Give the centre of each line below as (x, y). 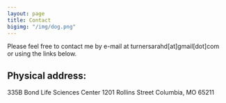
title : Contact (29, 20)
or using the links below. (42, 54)
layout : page (26, 14)
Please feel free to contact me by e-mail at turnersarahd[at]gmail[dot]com (113, 47)
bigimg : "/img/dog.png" (42, 26)
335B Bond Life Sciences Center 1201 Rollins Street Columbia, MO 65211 (111, 93)
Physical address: (47, 76)
